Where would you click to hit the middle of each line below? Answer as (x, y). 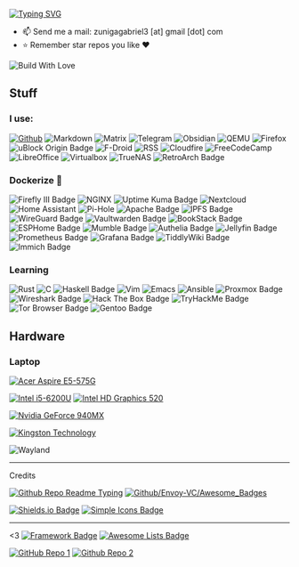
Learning (29, 270)
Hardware (37, 336)
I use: (21, 118)
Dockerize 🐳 (36, 180)
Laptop (25, 361)
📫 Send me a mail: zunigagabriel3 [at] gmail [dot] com (123, 32)
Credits (23, 475)
